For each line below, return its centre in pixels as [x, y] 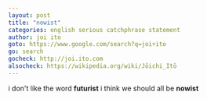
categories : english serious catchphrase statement [94, 30]
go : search [26, 51]
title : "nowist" [34, 23]
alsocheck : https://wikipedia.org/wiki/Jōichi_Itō [93, 66]
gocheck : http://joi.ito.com [56, 59]
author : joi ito [34, 37]
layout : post [29, 15]
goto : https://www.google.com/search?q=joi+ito [87, 44]
